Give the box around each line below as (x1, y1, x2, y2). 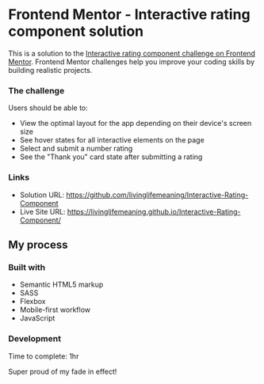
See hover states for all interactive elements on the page (19, 135, 205, 145)
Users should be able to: (8, 103, 89, 112)
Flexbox (19, 297, 46, 306)
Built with (8, 261, 46, 272)
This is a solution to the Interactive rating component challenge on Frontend (8, 48, 256, 58)
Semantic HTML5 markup (19, 279, 104, 290)
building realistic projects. (8, 65, 93, 74)
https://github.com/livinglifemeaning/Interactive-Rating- (66, 190, 249, 200)
